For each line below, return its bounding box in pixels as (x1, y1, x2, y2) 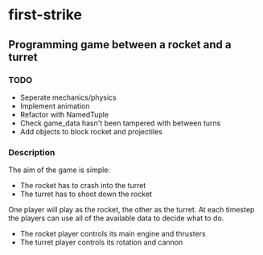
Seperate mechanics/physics (19, 93, 117, 102)
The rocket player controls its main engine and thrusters (19, 229, 207, 239)
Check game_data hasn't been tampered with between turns (19, 118, 221, 128)
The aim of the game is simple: (8, 165, 111, 175)
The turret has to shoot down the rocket (19, 189, 153, 199)
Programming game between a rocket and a (8, 38, 232, 51)
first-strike (8, 6, 83, 24)
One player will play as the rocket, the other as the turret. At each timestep (8, 205, 255, 215)
